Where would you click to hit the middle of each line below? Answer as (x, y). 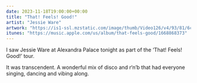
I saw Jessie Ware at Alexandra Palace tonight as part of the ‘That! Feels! (94, 50)
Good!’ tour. (20, 56)
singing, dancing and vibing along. (47, 74)
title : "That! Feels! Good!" (42, 17)
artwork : (17, 28)
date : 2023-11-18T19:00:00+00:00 (47, 11)
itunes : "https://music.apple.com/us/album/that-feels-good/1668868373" (97, 33)
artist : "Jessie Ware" (34, 22)
